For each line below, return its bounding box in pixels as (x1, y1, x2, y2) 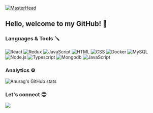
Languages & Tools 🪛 (5, 35, 60, 42)
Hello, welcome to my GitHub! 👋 (5, 19, 108, 28)
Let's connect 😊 (5, 91, 47, 98)
